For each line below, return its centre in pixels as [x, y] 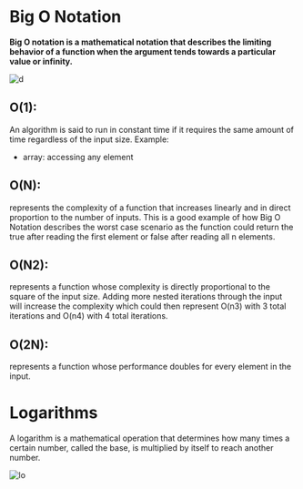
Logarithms [54, 413]
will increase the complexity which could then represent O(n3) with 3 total [148, 306]
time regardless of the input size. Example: [90, 139]
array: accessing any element [78, 157]
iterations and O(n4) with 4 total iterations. [89, 316]
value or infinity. [41, 61]
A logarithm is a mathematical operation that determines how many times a [150, 438]
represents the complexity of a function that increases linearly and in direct [150, 208]
